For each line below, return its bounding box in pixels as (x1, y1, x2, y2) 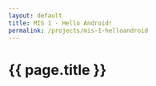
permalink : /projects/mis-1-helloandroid (8, 26, 149, 34)
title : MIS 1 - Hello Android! (8, 19, 113, 27)
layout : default (8, 11, 62, 20)
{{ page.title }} (8, 61, 107, 79)
